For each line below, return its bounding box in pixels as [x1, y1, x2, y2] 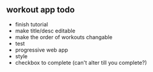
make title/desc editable [15, 27, 76, 34]
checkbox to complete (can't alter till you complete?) [15, 59, 147, 66]
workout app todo [6, 5, 75, 15]
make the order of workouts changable [15, 33, 113, 41]
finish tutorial [15, 20, 49, 28]
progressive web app [15, 46, 69, 53]
